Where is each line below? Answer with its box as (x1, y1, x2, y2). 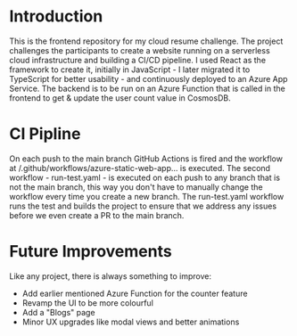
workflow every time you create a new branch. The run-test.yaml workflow (9, 191, 285, 201)
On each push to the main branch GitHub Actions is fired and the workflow (9, 153, 284, 164)
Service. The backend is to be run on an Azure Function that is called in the (9, 83, 285, 94)
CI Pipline (9, 124, 81, 144)
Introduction (9, 6, 103, 27)
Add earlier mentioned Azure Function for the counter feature (21, 288, 248, 299)
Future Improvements (9, 242, 172, 262)
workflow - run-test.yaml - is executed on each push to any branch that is (9, 172, 281, 183)
